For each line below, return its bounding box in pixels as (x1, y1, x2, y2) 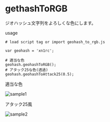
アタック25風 (5, 101, 32, 107)
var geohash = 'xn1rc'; (5, 48, 55, 53)
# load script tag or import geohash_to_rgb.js (5, 39, 106, 45)
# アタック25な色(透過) (5, 67, 49, 72)
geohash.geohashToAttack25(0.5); (5, 71, 74, 77)
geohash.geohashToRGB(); (5, 62, 56, 67)
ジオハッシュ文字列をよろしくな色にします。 (5, 20, 96, 26)
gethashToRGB (5, 3, 68, 14)
